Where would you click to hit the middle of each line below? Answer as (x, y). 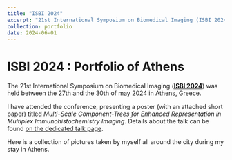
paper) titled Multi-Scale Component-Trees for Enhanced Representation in (114, 114)
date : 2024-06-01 (32, 33)
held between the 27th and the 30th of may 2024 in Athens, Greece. (104, 93)
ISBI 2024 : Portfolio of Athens (96, 67)
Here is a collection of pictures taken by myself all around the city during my (116, 142)
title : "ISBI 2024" (35, 13)
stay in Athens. (28, 150)
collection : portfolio (40, 26)
